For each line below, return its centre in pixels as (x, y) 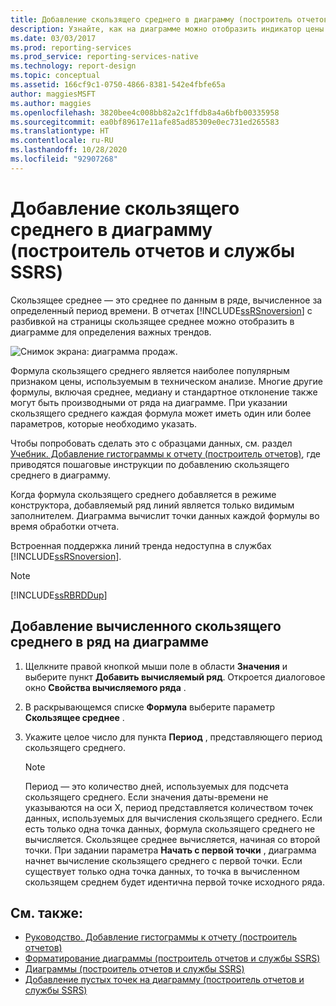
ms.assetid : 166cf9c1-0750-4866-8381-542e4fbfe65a (118, 85)
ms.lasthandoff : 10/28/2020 (69, 150)
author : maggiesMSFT (53, 94)
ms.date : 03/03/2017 (53, 38)
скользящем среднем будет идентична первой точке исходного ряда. (174, 882)
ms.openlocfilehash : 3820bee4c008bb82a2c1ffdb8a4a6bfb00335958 (145, 112)
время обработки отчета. (65, 526)
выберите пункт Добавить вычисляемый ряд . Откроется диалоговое (175, 677)
